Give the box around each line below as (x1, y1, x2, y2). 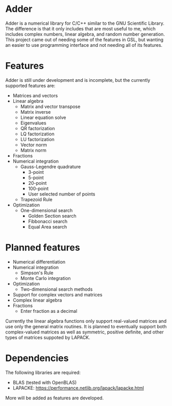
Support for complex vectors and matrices (12, 291, 103, 297)
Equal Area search (28, 223, 67, 230)
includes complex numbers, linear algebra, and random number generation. (5, 31, 165, 37)
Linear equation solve (20, 114, 66, 120)
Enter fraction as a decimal (20, 308, 78, 314)
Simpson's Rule (20, 270, 54, 276)
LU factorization (20, 136, 55, 142)
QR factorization (20, 125, 55, 131)
